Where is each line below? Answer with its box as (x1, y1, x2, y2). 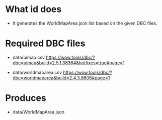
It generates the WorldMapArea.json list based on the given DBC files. (12, 20, 157, 26)
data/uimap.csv (12, 54, 45, 60)
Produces (5, 92, 46, 104)
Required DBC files (5, 38, 86, 49)
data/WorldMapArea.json (12, 109, 64, 115)
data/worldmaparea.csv (12, 69, 62, 75)
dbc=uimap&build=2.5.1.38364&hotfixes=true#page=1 (12, 59, 125, 66)
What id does (5, 4, 62, 15)
